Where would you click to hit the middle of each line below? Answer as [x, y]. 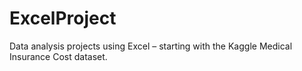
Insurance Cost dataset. [58, 56]
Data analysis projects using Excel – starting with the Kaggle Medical [151, 46]
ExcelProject [63, 18]
